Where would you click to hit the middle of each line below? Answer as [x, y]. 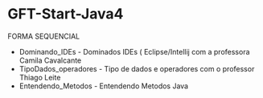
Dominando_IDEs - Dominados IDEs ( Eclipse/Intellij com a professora [134, 51]
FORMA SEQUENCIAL [44, 36]
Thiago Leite [40, 77]
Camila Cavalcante [50, 60]
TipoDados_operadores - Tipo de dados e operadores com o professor [137, 68]
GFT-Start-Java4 [66, 14]
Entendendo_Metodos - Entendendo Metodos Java [104, 86]
